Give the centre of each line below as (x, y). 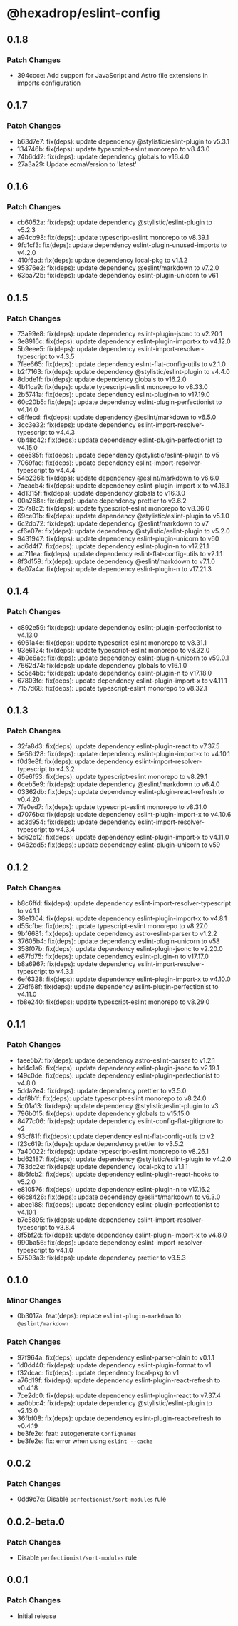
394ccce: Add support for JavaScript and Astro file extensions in (112, 75)
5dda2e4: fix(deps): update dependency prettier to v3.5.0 (102, 1090)
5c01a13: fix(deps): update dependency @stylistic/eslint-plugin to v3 (118, 1105)
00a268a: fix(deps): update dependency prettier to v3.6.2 (102, 501)
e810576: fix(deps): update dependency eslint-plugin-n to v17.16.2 (114, 1189)
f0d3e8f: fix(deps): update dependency (75, 761)
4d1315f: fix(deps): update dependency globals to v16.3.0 (101, 493)
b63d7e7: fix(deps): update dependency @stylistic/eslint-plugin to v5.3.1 (123, 141)
